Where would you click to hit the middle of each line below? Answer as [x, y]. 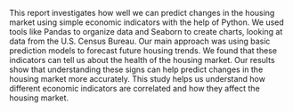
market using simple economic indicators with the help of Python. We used [147, 22]
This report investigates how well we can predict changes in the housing [142, 13]
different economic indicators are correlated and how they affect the [134, 88]
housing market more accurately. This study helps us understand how [137, 79]
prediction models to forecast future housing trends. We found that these [143, 51]
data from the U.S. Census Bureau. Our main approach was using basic [140, 41]
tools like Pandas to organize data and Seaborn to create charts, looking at [146, 32]
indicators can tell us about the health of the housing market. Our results [142, 60]
